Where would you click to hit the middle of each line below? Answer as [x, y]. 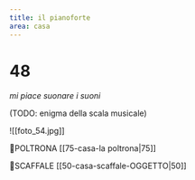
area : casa [30, 26]
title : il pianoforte [50, 18]
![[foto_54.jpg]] [37, 131]
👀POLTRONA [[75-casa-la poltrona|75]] [83, 148]
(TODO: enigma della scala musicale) [78, 113]
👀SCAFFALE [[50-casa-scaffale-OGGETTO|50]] [98, 166]
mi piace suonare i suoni [55, 96]
